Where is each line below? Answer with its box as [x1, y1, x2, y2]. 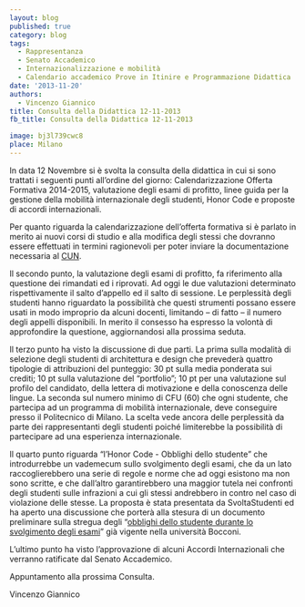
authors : [9, 89, 43, 98]
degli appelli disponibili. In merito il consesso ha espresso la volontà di [9, 316, 273, 327]
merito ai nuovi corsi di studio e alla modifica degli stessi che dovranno [9, 231, 276, 242]
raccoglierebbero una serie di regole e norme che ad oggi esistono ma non [9, 468, 290, 478]
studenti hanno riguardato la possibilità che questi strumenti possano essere [9, 297, 296, 308]
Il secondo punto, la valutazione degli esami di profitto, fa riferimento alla [9, 268, 283, 279]
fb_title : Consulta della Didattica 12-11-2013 [9, 115, 194, 124]
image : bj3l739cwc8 [9, 131, 84, 141]
